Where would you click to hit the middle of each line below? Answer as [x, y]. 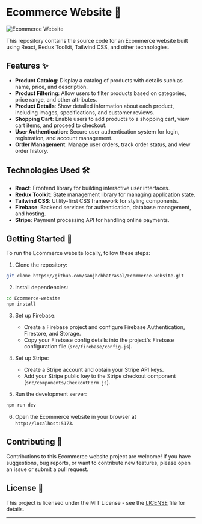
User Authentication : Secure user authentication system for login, [97, 131]
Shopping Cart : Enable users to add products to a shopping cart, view [102, 119]
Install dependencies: [41, 288]
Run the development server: [51, 394]
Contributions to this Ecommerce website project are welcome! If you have [99, 456]
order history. [32, 150]
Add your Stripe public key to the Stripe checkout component [100, 376]
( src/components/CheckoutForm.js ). [67, 382]
